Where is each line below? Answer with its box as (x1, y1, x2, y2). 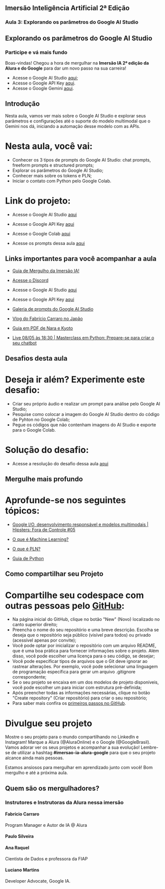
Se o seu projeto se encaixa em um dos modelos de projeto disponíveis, (12, 679, 159, 686)
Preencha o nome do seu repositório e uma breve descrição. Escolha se (12, 627, 159, 633)
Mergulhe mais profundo (5, 475, 83, 484)
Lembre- (140, 744, 159, 750)
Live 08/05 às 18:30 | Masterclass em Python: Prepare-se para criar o (12, 334, 155, 340)
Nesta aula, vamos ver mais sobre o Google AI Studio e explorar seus (5, 113, 146, 119)
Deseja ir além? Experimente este (5, 374, 145, 385)
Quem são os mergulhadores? (5, 784, 100, 792)
